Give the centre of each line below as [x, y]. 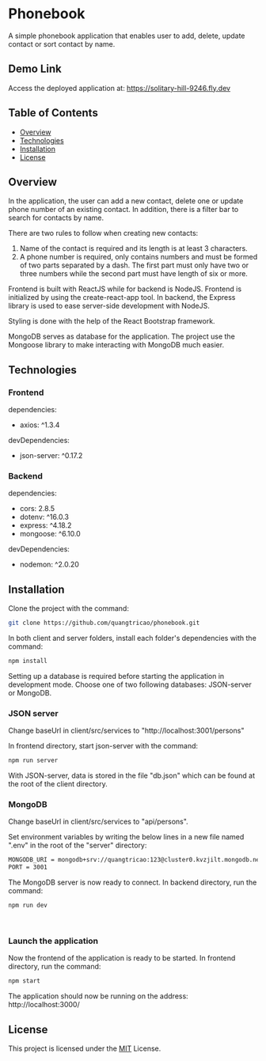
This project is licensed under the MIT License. [85, 1048]
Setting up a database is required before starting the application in [116, 676]
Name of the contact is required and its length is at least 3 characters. [133, 248]
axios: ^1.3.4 [40, 425]
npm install [28, 661]
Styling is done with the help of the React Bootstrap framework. [112, 321]
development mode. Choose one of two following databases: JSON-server [130, 684]
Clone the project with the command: [68, 608]
